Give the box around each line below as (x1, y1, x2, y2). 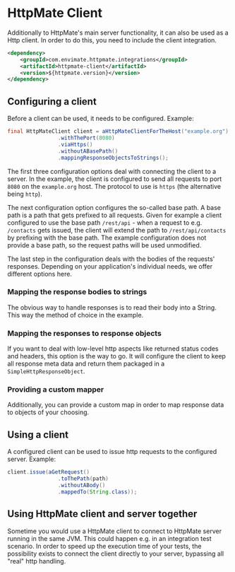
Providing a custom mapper (7, 385, 104, 395)
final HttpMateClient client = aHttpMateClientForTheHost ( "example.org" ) (7, 128, 229, 135)
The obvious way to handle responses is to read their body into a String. (7, 303, 217, 312)
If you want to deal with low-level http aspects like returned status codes (7, 344, 219, 353)
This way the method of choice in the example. (7, 310, 144, 319)
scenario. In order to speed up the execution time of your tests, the (7, 542, 202, 550)
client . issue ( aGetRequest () (7, 469, 90, 476)
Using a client (7, 428, 69, 440)
